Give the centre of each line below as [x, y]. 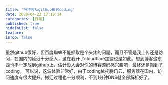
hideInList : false [24, 28]
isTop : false [19, 38]
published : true [22, 24]
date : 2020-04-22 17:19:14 [33, 14]
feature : [14, 33]
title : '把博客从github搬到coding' [40, 10]
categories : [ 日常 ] [25, 19]
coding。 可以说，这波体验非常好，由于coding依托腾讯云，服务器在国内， [81, 71]
